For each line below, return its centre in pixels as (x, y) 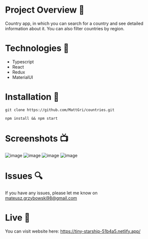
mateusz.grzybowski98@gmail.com (41, 198)
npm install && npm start (31, 118)
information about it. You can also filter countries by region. (65, 28)
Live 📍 (18, 217)
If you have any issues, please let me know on (51, 193)
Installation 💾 (32, 97)
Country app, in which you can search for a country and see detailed (74, 23)
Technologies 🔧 (37, 48)
